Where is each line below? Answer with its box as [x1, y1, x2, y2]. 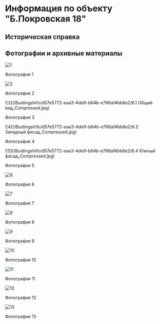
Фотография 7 [5, 200, 35, 206]
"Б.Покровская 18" [5, 13, 86, 24]
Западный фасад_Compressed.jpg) [5, 129, 77, 135]
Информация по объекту [5, 3, 113, 14]
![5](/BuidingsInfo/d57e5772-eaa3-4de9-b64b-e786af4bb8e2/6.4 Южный [5, 148, 156, 154]
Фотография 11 [5, 276, 36, 282]
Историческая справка [5, 33, 80, 41]
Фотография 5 [5, 163, 35, 169]
